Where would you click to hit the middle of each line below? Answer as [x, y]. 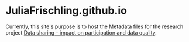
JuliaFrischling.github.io [66, 11]
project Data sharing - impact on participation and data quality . [81, 32]
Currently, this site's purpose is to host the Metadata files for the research [94, 26]
